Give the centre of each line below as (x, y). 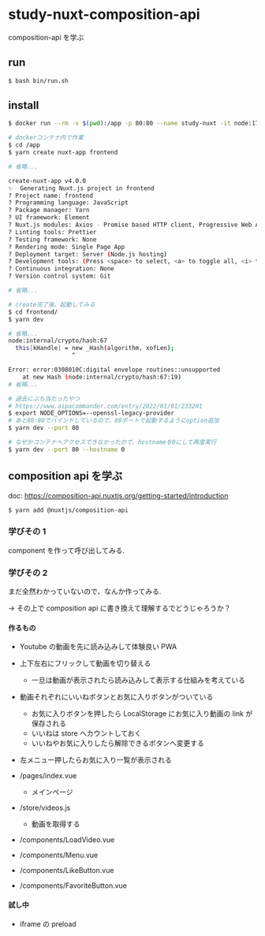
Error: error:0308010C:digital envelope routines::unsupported (114, 370)
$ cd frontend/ (33, 312)
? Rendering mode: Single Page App (67, 247)
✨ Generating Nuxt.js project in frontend (82, 188)
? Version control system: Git (60, 276)
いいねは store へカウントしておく (86, 733)
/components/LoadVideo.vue (67, 840)
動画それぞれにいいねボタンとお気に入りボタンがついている (116, 697)
